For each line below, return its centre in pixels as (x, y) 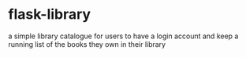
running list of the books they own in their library (87, 44)
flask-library (50, 14)
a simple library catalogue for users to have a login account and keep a (123, 36)
